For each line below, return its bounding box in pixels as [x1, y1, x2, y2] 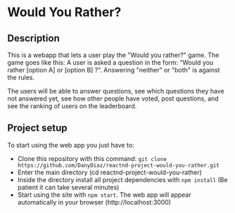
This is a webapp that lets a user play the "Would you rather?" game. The [7, 51, 220, 59]
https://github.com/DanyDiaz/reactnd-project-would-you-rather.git [17, 162, 220, 169]
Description [7, 32, 60, 44]
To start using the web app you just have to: [7, 141, 135, 149]
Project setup [7, 122, 68, 134]
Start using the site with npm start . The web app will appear [17, 191, 191, 199]
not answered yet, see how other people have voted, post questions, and [7, 94, 220, 103]
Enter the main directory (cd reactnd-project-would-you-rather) [17, 168, 203, 176]
